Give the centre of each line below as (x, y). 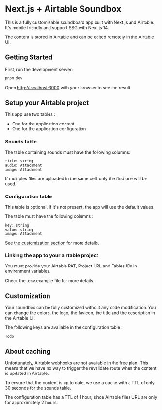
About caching (28, 351)
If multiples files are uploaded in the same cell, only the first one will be (76, 178)
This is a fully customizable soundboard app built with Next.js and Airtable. (80, 22)
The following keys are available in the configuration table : (64, 327)
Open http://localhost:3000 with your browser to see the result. (68, 87)
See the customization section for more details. (52, 243)
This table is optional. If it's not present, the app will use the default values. (80, 207)
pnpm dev (14, 78)
